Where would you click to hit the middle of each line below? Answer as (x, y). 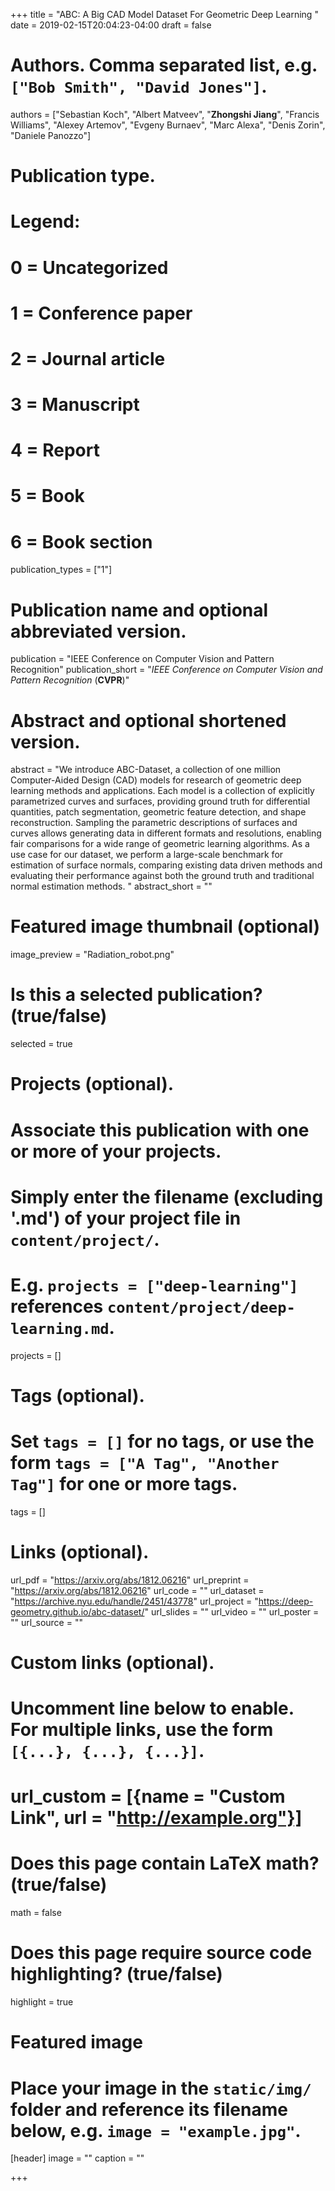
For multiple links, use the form (142, 1730)
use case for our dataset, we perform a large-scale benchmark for (147, 855)
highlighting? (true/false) (116, 1974)
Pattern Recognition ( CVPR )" (70, 680)
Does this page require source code (161, 1953)
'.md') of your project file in (126, 1218)
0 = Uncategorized (89, 267)
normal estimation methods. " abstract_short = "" (111, 886)
